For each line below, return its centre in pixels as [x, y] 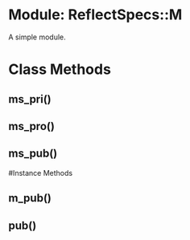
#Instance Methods [41, 173]
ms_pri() [30, 99]
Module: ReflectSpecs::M [95, 15]
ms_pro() [31, 126]
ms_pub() [33, 154]
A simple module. [37, 37]
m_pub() [30, 198]
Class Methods [60, 69]
